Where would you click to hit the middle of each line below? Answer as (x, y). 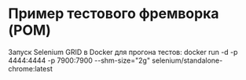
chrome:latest (30, 68)
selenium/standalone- (187, 60)
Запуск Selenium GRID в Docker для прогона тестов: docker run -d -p (123, 52)
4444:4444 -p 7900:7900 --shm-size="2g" (79, 60)
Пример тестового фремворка (114, 14)
